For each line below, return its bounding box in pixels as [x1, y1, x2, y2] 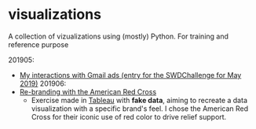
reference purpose [8, 39, 69, 49]
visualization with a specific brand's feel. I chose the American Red [31, 104, 249, 113]
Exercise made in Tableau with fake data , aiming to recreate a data [31, 95, 247, 105]
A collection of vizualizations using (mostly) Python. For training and [8, 31, 229, 41]
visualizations [8, 6, 102, 24]
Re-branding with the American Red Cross [19, 87, 157, 96]
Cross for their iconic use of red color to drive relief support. [31, 112, 227, 121]
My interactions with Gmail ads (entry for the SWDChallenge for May [19, 70, 242, 79]
